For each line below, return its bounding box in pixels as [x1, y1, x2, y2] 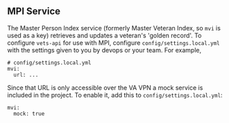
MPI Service [7, 6, 61, 17]
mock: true [13, 110, 45, 117]
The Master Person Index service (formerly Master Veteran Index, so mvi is [7, 23, 221, 32]
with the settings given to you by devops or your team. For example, [7, 46, 202, 54]
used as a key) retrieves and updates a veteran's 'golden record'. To [7, 31, 202, 39]
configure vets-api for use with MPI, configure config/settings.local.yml [7, 38, 220, 47]
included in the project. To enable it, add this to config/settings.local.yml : [7, 91, 223, 99]
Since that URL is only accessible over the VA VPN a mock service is [7, 83, 203, 92]
